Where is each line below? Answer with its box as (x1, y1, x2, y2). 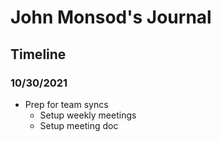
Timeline (10, 46, 67, 63)
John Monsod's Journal (10, 6, 212, 29)
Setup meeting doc (39, 119, 119, 131)
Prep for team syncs (24, 98, 109, 110)
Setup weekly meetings (39, 109, 137, 121)
